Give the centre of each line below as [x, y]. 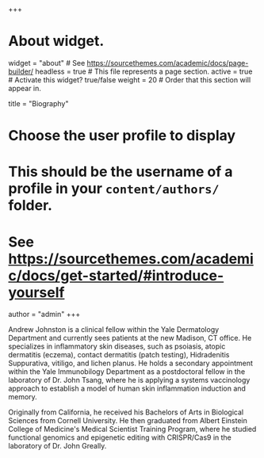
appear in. [25, 88]
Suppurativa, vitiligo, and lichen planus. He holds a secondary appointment [131, 363]
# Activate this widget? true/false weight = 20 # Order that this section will [130, 79]
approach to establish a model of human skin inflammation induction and [127, 388]
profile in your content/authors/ [114, 189]
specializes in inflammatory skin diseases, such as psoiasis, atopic [117, 346]
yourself [36, 292]
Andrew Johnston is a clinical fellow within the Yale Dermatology [114, 330]
